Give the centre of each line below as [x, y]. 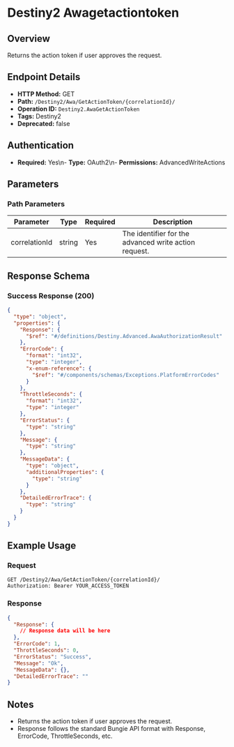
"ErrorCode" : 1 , [37, 644]
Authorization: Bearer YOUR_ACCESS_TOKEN [68, 586]
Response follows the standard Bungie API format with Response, [111, 729]
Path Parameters [36, 203]
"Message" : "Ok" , [39, 663]
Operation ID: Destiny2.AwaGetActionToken [78, 109]
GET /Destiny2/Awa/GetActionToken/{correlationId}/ [84, 580]
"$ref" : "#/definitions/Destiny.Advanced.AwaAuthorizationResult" [124, 336]
